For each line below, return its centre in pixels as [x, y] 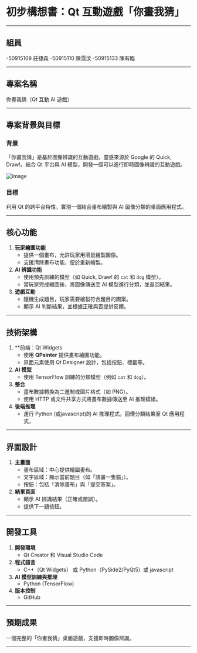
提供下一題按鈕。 [44, 506]
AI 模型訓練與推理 [36, 577]
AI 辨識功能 [28, 270]
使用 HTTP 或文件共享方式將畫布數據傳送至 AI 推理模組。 [92, 399]
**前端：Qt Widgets [38, 348]
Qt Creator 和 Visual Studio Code [63, 555]
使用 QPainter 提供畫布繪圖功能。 [64, 355]
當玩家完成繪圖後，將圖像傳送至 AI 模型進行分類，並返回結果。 [99, 284]
